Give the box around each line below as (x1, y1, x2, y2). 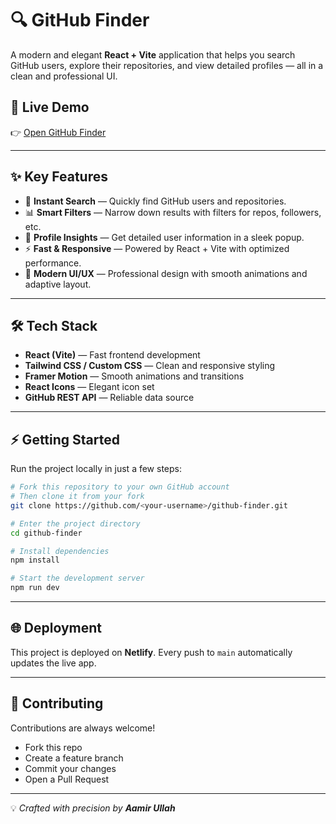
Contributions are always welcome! (10, 722, 156, 734)
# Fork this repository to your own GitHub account (10, 482, 230, 492)
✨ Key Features (10, 168, 108, 186)
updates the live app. (10, 657, 97, 669)
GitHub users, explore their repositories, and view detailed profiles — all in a (10, 59, 324, 71)
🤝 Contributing (10, 695, 104, 712)
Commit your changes (24, 762, 117, 774)
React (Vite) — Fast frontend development (24, 349, 201, 361)
